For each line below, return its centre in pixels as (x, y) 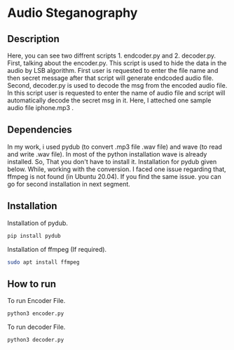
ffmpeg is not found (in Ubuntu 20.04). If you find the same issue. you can (115, 176)
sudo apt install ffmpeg (43, 262)
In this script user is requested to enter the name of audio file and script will (116, 93)
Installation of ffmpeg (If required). (57, 249)
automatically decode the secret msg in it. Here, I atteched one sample (109, 100)
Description (33, 39)
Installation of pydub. (38, 223)
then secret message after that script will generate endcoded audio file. (110, 78)
